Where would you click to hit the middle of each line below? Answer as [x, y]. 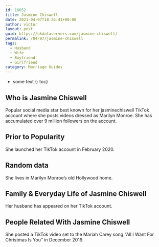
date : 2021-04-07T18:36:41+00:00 [41, 19]
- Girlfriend [24, 62]
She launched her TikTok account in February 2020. [60, 149]
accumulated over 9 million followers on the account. [61, 121]
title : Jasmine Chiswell [32, 15]
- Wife [17, 53]
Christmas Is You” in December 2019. [44, 240]
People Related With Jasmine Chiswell [68, 222]
